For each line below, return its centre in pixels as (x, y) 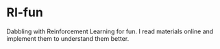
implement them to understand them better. (68, 38)
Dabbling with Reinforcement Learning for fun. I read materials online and (110, 31)
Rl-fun (25, 13)
